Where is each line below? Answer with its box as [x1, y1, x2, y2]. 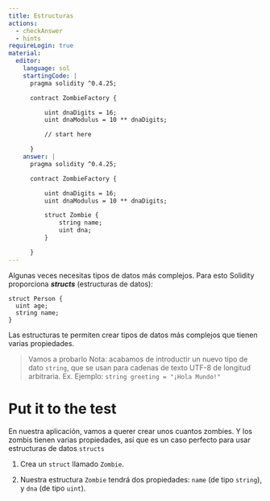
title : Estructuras [8, 11, 74, 20]
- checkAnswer [15, 27, 63, 35]
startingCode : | [23, 72, 78, 80]
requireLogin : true [8, 42, 74, 50]
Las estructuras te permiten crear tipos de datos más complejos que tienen [8, 330, 258, 340]
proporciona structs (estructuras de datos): [8, 279, 153, 289]
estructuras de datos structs [8, 443, 105, 453]
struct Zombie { [44, 211, 99, 219]
